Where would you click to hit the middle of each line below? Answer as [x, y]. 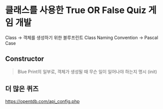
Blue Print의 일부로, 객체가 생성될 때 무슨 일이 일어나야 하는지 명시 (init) [87, 71]
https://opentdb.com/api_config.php [42, 101]
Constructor [24, 59]
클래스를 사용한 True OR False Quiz [76, 10]
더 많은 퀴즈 [22, 89]
